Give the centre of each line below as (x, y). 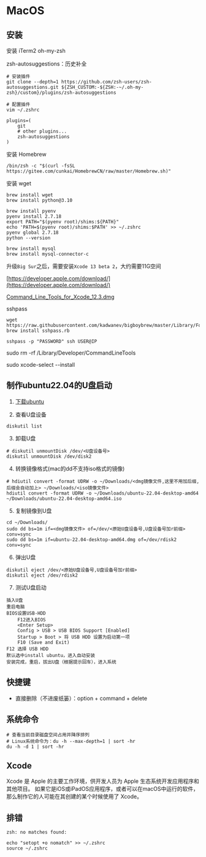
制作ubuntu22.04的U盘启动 (59, 386)
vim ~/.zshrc (23, 110)
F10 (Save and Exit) (44, 642)
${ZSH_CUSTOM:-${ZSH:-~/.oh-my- (102, 87)
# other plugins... (42, 131)
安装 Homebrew (27, 154)
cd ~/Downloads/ (27, 522)
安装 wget (19, 183)
